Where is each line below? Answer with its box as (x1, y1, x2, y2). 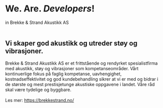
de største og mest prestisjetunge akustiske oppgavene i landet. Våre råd (5, 81, 155, 87)
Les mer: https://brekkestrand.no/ (5, 97, 75, 103)
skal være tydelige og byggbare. (5, 87, 72, 93)
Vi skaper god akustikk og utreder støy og (5, 39, 138, 48)
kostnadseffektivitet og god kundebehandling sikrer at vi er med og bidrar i (5, 76, 159, 82)
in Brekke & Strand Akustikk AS (5, 19, 69, 25)
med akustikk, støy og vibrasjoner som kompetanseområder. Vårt (5, 65, 139, 71)
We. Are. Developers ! (5, 3, 95, 14)
